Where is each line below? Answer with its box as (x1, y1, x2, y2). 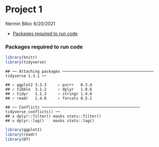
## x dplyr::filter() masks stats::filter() (5, 114, 101, 119)
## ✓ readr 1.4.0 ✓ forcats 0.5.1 (5, 96, 93, 101)
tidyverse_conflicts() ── (5, 109, 60, 114)
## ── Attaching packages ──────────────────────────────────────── (5, 69, 154, 74)
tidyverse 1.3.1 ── (5, 73, 47, 78)
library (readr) (5, 132, 38, 137)
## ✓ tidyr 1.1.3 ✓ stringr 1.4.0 (5, 91, 93, 96)
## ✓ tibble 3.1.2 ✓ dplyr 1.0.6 (5, 87, 93, 92)
